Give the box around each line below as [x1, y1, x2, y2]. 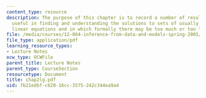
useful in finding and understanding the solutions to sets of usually [12, 20, 199, 26]
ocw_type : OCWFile [6, 54, 53, 60]
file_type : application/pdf [6, 37, 78, 43]
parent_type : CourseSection [6, 65, 78, 72]
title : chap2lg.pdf [6, 77, 56, 83]
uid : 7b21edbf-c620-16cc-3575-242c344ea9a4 [6, 83, 120, 89]
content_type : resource [6, 9, 67, 15]
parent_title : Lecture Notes [6, 60, 81, 66]
